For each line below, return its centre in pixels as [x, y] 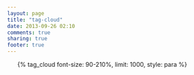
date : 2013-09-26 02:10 [41, 26]
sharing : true [28, 39]
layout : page [26, 13]
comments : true [29, 32]
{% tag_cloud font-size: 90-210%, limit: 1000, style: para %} [102, 64]
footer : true [26, 45]
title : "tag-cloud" [35, 20]
